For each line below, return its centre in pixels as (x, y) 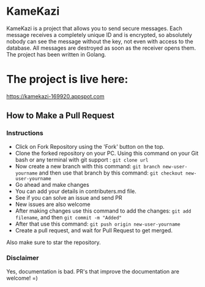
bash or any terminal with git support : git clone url (82, 159)
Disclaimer (23, 258)
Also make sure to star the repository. (54, 242)
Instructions (25, 133)
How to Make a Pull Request (60, 116)
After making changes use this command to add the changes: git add (103, 211)
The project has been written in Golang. (56, 54)
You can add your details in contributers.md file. (76, 191)
